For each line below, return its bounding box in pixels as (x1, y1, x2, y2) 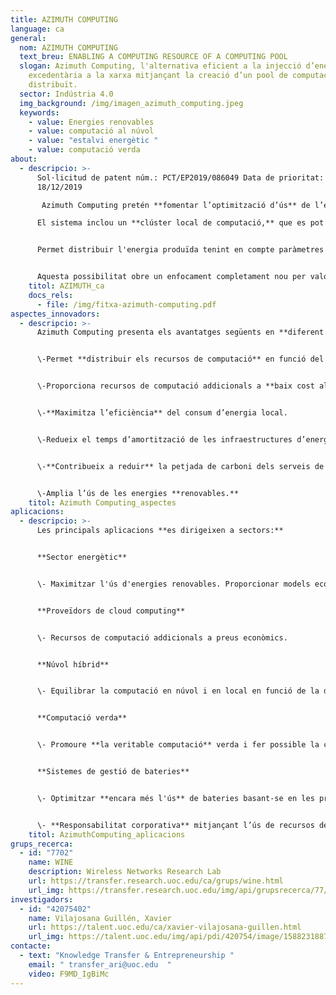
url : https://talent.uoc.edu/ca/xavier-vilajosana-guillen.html (28, 922, 302, 933)
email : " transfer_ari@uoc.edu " (28, 959, 172, 970)
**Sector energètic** (36, 552, 128, 562)
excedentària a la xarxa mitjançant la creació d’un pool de (28, 71, 288, 81)
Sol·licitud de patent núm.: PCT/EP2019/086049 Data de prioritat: (36, 172, 325, 183)
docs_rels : (28, 290, 74, 300)
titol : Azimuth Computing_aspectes (28, 497, 177, 508)
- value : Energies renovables (28, 117, 155, 127)
